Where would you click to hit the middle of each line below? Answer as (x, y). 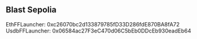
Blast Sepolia (31, 10)
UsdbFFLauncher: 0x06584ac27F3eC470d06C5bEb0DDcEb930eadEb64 (98, 31)
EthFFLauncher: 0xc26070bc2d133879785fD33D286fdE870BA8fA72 (93, 24)
